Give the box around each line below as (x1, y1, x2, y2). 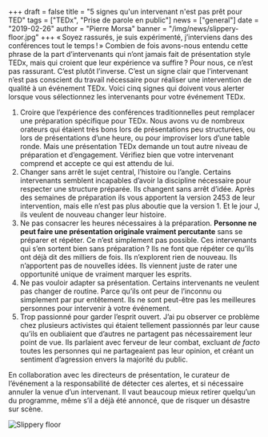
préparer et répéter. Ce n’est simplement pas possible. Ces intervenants (19, 236, 258, 245)
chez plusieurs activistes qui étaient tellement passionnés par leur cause (19, 321, 260, 330)
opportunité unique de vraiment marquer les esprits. (19, 269, 192, 279)
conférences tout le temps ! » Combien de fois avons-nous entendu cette (8, 41, 248, 51)
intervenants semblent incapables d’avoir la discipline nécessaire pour (19, 176, 252, 185)
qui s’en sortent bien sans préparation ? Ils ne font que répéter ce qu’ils (19, 244, 254, 253)
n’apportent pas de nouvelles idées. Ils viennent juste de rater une (19, 261, 238, 270)
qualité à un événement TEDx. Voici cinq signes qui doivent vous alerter (8, 83, 245, 93)
